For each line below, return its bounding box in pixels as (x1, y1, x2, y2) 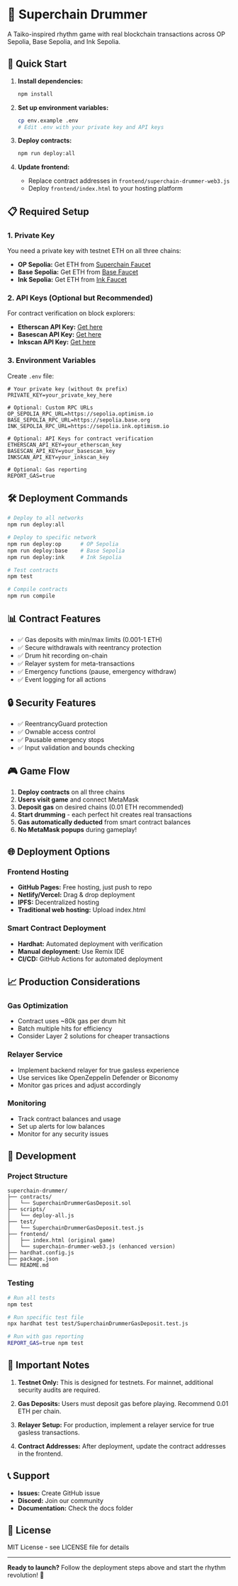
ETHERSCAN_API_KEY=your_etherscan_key (7, 441, 122, 449)
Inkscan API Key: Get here (17, 338, 96, 347)
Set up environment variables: (17, 103, 109, 112)
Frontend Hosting (7, 867, 69, 877)
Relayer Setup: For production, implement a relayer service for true (17, 1420, 215, 1429)
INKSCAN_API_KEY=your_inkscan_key (7, 454, 110, 461)
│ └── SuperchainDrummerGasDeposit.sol (7, 1200, 132, 1207)
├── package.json (7, 1256, 59, 1263)
